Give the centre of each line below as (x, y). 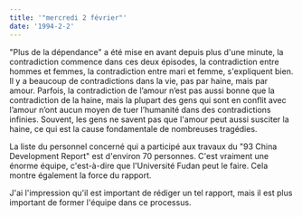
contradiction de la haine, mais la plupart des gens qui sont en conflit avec (148, 99)
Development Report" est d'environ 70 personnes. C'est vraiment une (139, 156)
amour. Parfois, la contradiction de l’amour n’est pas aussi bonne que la (142, 90)
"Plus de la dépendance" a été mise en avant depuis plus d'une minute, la (146, 52)
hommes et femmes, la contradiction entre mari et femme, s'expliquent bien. (151, 71)
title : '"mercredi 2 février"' (68, 18)
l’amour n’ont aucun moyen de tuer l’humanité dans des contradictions (140, 109)
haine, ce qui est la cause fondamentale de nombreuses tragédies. (133, 128)
